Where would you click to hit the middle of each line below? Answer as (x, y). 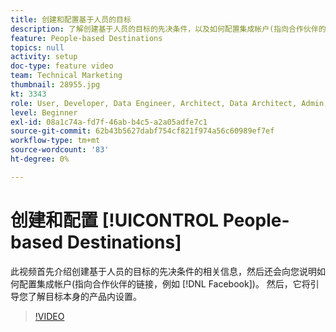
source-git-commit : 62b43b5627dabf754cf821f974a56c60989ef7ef (142, 131)
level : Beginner (44, 112)
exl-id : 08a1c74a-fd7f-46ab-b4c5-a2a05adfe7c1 (109, 122)
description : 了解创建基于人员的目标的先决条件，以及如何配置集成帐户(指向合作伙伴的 (168, 29)
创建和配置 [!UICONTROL (115, 220)
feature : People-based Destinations (86, 38)
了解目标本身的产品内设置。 (84, 296)
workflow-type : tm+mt (55, 141)
